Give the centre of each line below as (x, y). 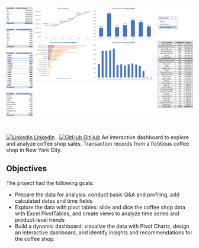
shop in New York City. (34, 150)
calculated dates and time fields (54, 200)
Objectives (27, 169)
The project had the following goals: (50, 183)
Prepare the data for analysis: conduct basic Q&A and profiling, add (97, 194)
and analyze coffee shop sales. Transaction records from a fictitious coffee (98, 143)
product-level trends (40, 219)
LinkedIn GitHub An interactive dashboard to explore (112, 137)
